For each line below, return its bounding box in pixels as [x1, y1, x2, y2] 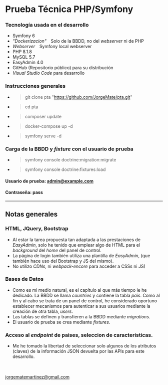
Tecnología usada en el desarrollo [5, 22, 89, 29]
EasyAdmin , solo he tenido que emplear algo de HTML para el [12, 242, 140, 248]
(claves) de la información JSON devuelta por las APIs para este [12, 348, 145, 354]
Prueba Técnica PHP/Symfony [5, 4, 133, 15]
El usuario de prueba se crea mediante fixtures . [12, 319, 110, 325]
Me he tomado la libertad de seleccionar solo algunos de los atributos [12, 343, 156, 349]
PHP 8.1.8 [12, 49, 32, 55]
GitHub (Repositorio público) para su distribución [12, 65, 113, 71]
